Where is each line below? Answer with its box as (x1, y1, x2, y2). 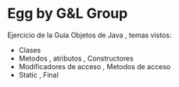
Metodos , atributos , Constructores (18, 54, 134, 63)
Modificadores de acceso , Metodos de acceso (18, 61, 171, 71)
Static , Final (18, 70, 59, 79)
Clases (18, 45, 41, 54)
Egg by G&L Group (7, 5, 128, 23)
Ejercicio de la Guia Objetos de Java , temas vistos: (7, 30, 172, 40)
